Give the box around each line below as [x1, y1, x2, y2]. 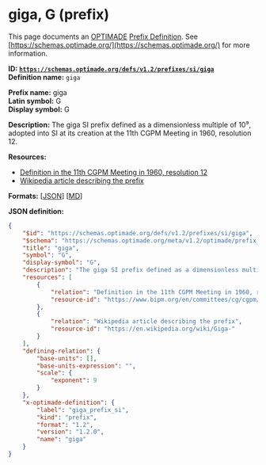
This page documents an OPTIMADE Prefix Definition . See [8, 32, 199, 41]
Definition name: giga [8, 72, 81, 82]
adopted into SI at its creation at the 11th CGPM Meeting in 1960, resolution [8, 128, 252, 138]
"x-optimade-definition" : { [22, 398, 115, 406]
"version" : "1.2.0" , [36, 428, 104, 436]
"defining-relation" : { [22, 347, 101, 355]
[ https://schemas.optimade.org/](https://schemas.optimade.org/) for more [8, 40, 251, 49]
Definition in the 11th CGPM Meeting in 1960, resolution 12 [19, 167, 208, 177]
